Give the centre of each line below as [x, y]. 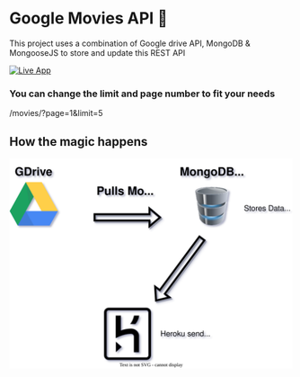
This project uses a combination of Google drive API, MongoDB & [130, 43]
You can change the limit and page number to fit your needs [142, 94]
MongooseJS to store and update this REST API [97, 52]
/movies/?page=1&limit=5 [56, 113]
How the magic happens [79, 142]
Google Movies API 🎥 [88, 18]
